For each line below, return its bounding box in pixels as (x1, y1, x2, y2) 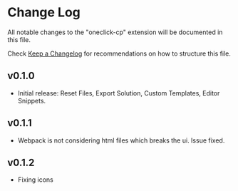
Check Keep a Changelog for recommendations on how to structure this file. (7, 49, 232, 58)
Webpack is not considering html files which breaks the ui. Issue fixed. (17, 136, 225, 145)
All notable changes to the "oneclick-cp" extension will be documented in (7, 28, 223, 36)
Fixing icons (17, 175, 53, 184)
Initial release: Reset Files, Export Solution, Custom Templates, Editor (17, 88, 220, 97)
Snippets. (17, 96, 46, 105)
